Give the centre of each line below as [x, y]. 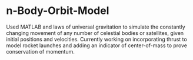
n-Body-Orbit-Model [58, 11]
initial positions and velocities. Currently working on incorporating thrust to [96, 39]
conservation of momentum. [40, 51]
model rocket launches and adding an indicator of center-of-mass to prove [96, 45]
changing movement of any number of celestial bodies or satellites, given [95, 33]
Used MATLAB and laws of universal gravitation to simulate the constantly [96, 27]
